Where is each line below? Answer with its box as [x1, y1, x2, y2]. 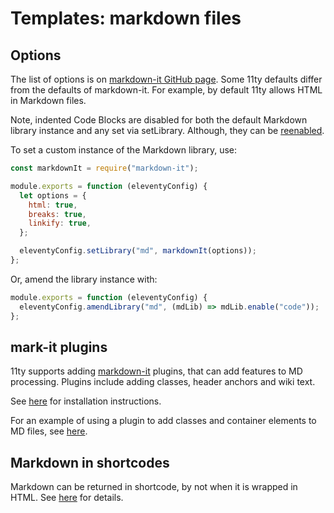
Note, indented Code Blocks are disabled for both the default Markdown [10, 114, 308, 126]
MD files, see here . [10, 425, 88, 437]
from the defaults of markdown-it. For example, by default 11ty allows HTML [10, 84, 323, 96]
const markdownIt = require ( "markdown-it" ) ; [10, 163, 199, 173]
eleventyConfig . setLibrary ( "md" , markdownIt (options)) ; [19, 246, 257, 256]
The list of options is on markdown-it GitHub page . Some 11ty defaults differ [10, 73, 323, 85]
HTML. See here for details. [10, 492, 124, 504]
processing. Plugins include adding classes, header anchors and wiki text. [10, 376, 316, 388]
